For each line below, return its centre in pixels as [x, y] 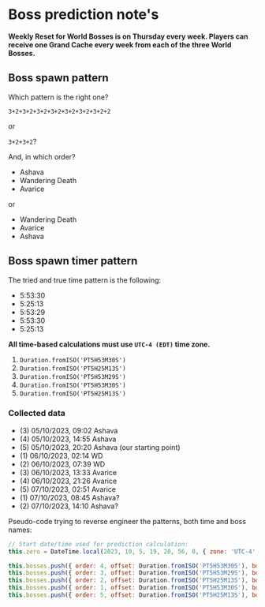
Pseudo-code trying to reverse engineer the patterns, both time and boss [127, 521]
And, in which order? [42, 156]
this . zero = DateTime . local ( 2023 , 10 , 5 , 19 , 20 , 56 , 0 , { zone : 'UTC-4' [132, 551]
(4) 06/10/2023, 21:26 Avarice [68, 481]
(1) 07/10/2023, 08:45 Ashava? [69, 497]
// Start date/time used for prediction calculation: [99, 544]
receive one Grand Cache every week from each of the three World [120, 44]
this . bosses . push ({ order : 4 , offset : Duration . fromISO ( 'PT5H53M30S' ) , [128, 566]
